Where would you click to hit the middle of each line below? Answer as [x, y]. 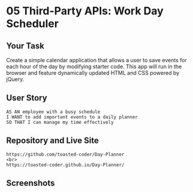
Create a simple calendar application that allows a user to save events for [96, 60]
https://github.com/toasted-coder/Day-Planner [65, 154]
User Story [27, 98]
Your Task [25, 46]
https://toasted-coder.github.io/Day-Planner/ [65, 165]
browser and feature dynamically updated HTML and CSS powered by [93, 73]
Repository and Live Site [52, 141]
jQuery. [15, 79]
